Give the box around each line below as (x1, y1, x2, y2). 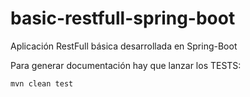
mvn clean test (10, 78, 74, 89)
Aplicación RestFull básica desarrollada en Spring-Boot (10, 40, 238, 52)
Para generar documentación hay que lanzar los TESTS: (10, 59, 242, 71)
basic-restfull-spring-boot (10, 7, 236, 30)
